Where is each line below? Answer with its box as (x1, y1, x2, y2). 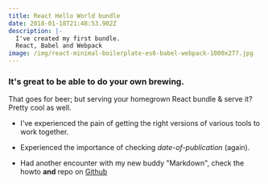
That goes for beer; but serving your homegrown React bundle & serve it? (8, 94, 253, 104)
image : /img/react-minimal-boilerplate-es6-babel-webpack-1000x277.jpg (8, 49, 254, 57)
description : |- (8, 27, 63, 35)
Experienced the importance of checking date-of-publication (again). (19, 143, 250, 153)
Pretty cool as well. (8, 102, 72, 113)
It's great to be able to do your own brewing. (8, 76, 185, 87)
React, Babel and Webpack (15, 42, 103, 50)
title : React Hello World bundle (8, 11, 121, 20)
